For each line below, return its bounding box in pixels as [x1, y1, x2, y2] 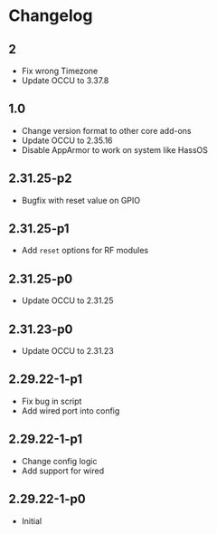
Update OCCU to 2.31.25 [21, 295, 114, 306]
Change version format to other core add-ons [21, 125, 192, 136]
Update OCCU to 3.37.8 [21, 75, 109, 86]
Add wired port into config [21, 405, 120, 416]
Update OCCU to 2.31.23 [21, 346, 114, 357]
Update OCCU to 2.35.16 [21, 135, 114, 146]
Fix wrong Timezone [21, 65, 99, 76]
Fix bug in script [21, 396, 82, 406]
